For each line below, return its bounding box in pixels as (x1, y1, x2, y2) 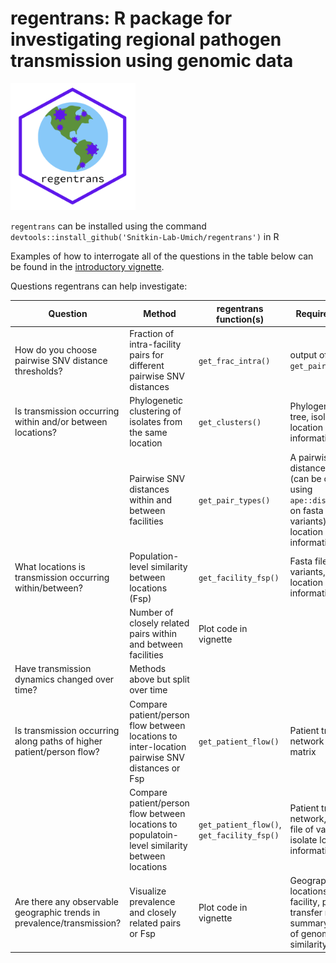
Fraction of (129, 328, 175, 340)
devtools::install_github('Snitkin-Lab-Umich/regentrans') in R (10, 231, 280, 243)
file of (289, 823, 314, 836)
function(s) (216, 313, 265, 325)
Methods (129, 663, 167, 675)
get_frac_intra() (198, 356, 271, 366)
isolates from (129, 416, 183, 428)
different (129, 360, 165, 372)
